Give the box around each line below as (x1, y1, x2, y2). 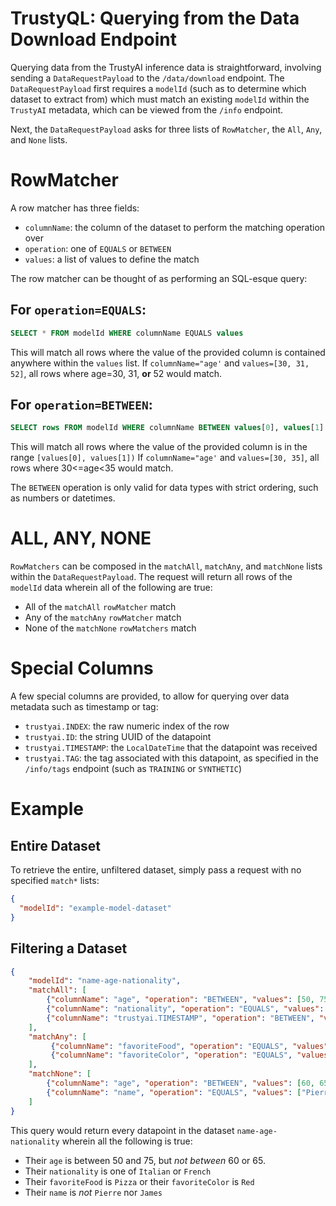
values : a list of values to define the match (24, 253, 200, 265)
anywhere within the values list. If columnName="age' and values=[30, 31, (10, 357, 310, 369)
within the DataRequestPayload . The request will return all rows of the (10, 571, 293, 583)
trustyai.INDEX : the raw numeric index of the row (24, 720, 230, 732)
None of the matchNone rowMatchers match (24, 622, 197, 634)
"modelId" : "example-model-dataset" (19, 903, 172, 913)
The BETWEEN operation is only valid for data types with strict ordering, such (10, 482, 319, 494)
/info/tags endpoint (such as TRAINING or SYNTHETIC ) (24, 763, 243, 775)
